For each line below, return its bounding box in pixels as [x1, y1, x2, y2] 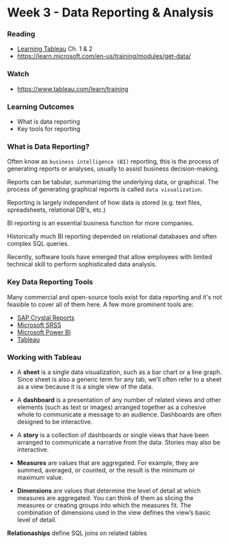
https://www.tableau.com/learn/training [16, 84, 129, 93]
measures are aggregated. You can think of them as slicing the [16, 493, 193, 502]
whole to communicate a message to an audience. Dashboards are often [16, 410, 222, 419]
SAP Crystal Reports [16, 313, 75, 321]
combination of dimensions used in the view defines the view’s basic [16, 508, 211, 517]
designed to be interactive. [16, 417, 93, 425]
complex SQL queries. [7, 240, 70, 248]
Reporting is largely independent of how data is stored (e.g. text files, [7, 199, 202, 207]
